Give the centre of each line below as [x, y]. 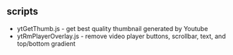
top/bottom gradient [46, 43]
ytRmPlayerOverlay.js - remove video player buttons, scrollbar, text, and [121, 36]
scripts [22, 12]
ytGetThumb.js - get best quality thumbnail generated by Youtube [112, 28]
